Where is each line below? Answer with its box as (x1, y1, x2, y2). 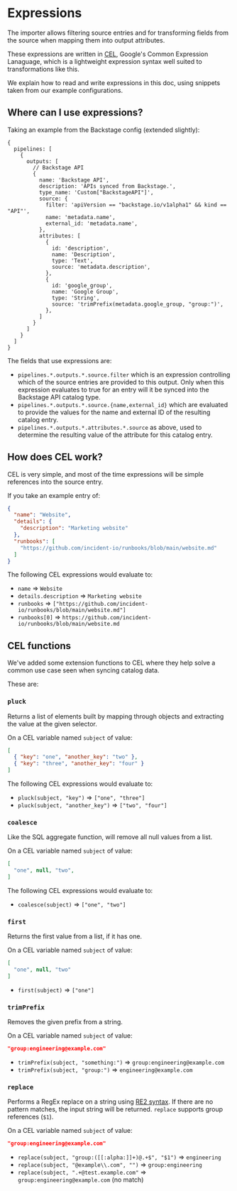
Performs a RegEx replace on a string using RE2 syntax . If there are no (7, 1097, 214, 1106)
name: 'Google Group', (52, 288, 119, 295)
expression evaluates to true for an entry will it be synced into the (17, 385, 209, 394)
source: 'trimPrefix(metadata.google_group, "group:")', (52, 300, 224, 308)
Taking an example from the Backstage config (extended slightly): (7, 126, 200, 134)
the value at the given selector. (7, 719, 98, 728)
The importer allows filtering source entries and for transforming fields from (7, 28, 229, 37)
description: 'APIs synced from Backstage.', (38, 182, 176, 189)
